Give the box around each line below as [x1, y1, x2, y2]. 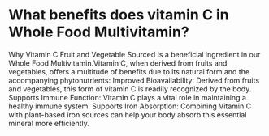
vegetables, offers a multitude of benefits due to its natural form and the [8, 66, 250, 76]
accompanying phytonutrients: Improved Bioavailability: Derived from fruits [8, 75, 260, 85]
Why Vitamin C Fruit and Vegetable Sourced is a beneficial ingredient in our [8, 49, 261, 59]
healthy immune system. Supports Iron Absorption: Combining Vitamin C [8, 101, 252, 111]
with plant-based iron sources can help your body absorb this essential [8, 109, 247, 119]
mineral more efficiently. [8, 118, 89, 128]
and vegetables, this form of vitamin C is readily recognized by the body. [8, 83, 252, 94]
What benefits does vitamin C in [8, 6, 229, 24]
